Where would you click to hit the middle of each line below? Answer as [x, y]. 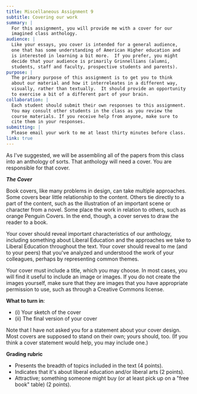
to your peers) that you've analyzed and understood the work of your [90, 252]
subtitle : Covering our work [42, 17]
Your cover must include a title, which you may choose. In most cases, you [97, 270]
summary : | [19, 23]
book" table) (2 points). [43, 384]
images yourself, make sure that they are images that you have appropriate [97, 283]
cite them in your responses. [48, 122]
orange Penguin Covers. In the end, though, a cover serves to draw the [92, 216]
